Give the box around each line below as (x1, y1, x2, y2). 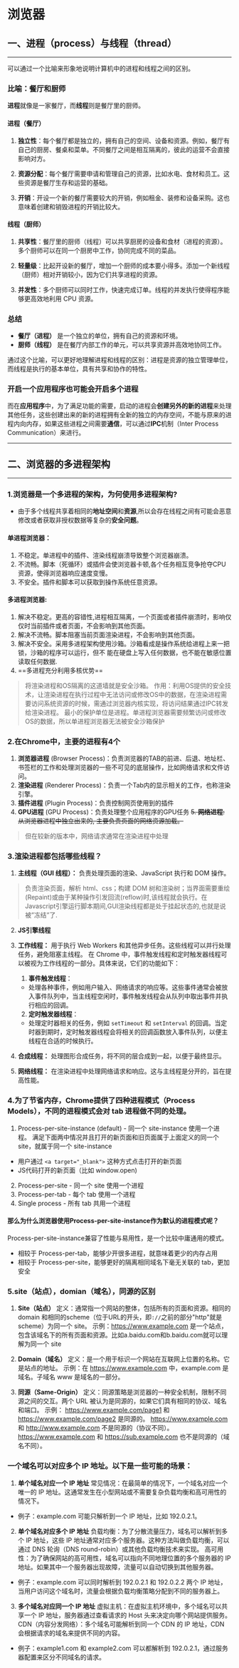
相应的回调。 (34, 1001, 73, 1010)
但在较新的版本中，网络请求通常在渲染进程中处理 (24, 832, 169, 840)
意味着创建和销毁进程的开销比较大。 (17, 202, 124, 211)
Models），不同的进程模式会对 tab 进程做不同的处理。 (7, 1106, 191, 1116)
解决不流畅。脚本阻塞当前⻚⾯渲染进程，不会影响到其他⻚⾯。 (17, 630, 199, 639)
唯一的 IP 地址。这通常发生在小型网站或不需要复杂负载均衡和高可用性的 (17, 1487, 227, 1496)
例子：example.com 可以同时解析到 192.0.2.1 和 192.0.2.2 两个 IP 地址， (17, 1577, 227, 1586)
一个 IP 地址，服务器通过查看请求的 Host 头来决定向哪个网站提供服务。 (23, 1611, 232, 1619)
